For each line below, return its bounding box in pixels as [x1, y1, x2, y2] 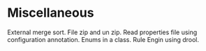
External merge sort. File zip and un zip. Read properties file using [7, 28, 198, 36]
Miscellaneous [7, 5, 94, 21]
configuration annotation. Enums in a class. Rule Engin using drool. [7, 35, 200, 43]
